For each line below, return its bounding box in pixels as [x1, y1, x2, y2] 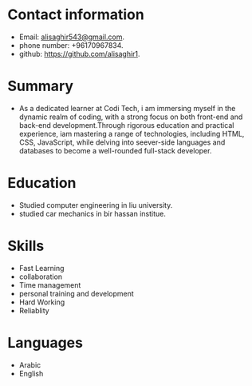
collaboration [18, 272, 63, 281]
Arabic [18, 360, 41, 369]
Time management [18, 280, 81, 289]
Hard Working [18, 297, 65, 307]
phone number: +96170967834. [18, 40, 124, 50]
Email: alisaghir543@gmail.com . [18, 32, 125, 42]
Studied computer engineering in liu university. [18, 200, 173, 209]
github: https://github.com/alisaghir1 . [18, 49, 140, 58]
